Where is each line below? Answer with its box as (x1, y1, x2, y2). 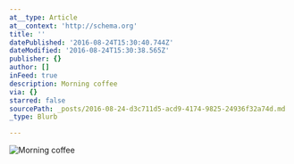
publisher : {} (9, 54, 63, 63)
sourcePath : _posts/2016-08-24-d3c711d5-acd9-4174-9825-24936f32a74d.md (9, 104, 286, 113)
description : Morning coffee (9, 79, 118, 88)
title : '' (9, 29, 46, 38)
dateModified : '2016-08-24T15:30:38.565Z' (9, 46, 170, 55)
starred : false (9, 95, 66, 105)
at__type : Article (9, 12, 78, 22)
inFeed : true (9, 71, 58, 80)
